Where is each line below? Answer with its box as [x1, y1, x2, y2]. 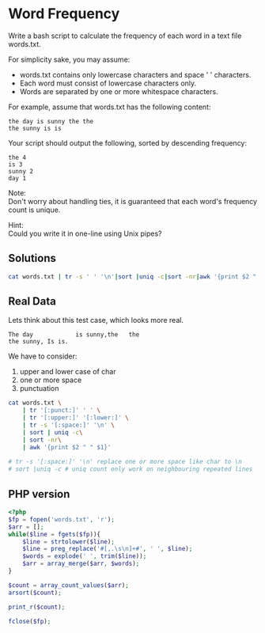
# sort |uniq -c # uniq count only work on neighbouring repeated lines [8, 465, 253, 473]
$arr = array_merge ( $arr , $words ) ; [22, 559, 140, 568]
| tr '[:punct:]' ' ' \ [22, 407, 101, 415]
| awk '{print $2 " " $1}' [22, 443, 112, 451]
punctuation [19, 384, 59, 393]
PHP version [8, 487, 70, 501]
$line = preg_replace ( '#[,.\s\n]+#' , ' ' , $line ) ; [22, 545, 193, 553]
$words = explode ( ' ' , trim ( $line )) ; [22, 552, 147, 560]
